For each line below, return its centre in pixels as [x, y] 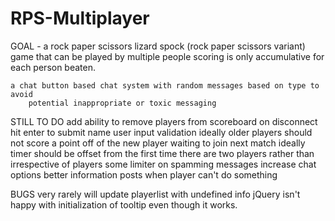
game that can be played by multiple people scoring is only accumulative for [167, 56]
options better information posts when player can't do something [144, 174]
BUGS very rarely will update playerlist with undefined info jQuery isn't [155, 194]
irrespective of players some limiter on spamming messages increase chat [163, 164]
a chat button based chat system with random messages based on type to [165, 85]
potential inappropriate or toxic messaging [122, 103]
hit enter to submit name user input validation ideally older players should [161, 132]
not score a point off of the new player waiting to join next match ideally [158, 143]
